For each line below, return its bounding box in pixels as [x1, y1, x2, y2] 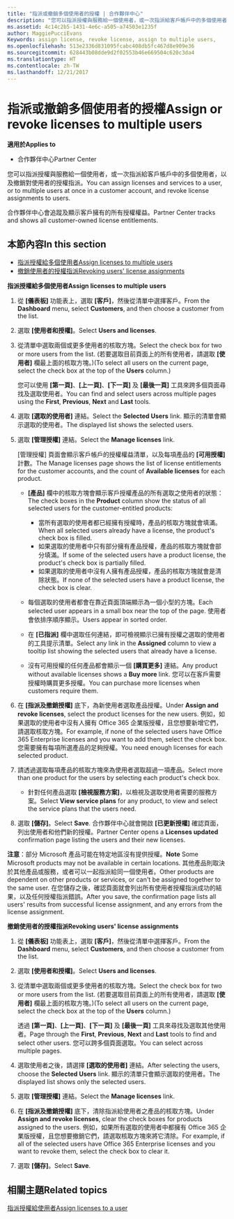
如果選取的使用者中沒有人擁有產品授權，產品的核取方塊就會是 [38, 567, 216, 575]
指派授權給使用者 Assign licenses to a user [7, 1204, 128, 1213]
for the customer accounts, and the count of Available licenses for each [17, 467, 225, 475]
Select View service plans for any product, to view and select [40, 797, 218, 805]
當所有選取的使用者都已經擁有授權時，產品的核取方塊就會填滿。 [38, 519, 221, 527]
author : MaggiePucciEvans [7, 29, 82, 37]
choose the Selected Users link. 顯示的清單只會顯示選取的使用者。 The [17, 1070, 221, 1079]
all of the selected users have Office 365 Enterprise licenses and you [17, 1140, 216, 1148]
